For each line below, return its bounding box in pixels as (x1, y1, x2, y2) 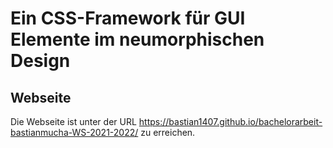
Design (10, 50, 71, 72)
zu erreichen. (140, 127, 196, 138)
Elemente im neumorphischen (10, 28, 265, 51)
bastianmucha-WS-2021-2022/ (10, 127, 139, 138)
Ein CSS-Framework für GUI (10, 7, 246, 30)
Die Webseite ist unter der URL (10, 116, 137, 127)
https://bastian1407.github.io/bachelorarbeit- (138, 116, 323, 127)
